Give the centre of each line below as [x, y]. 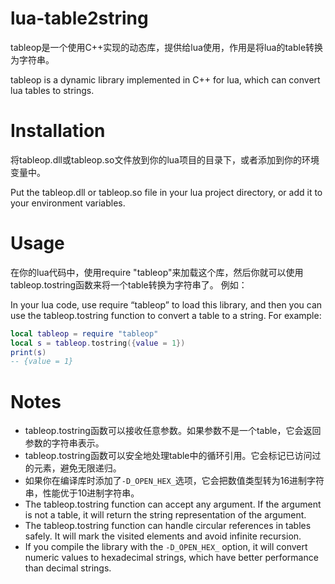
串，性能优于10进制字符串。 [82, 493]
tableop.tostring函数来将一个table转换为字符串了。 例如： [129, 284]
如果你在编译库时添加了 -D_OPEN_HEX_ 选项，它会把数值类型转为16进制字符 [174, 481]
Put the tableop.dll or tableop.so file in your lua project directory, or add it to [166, 192]
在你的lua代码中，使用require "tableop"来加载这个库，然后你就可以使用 [157, 272]
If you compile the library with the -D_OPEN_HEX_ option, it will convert [166, 547]
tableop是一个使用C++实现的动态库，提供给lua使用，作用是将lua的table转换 [167, 47]
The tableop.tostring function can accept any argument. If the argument [173, 504]
